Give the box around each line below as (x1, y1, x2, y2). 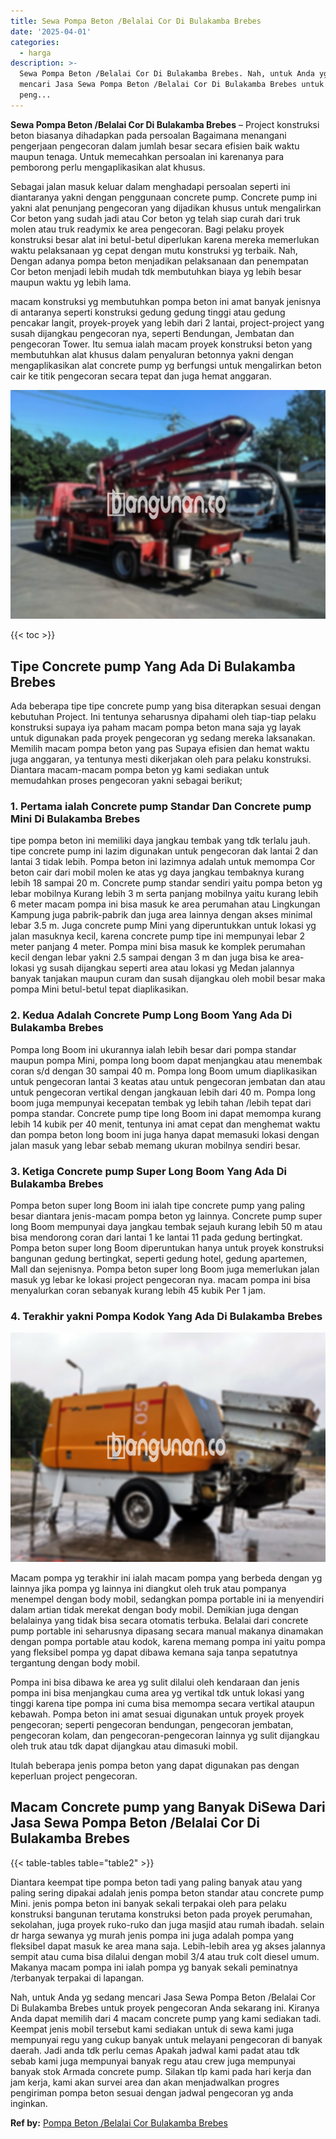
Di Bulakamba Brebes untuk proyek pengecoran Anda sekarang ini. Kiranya (10, 2001, 320, 2014)
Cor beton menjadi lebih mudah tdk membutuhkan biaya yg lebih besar (10, 265, 302, 277)
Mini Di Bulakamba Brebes (10, 812, 141, 826)
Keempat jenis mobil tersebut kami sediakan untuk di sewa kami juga (10, 2023, 294, 2035)
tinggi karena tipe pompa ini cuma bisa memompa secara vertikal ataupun (10, 1697, 315, 1709)
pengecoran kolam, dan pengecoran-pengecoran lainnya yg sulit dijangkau (10, 1729, 320, 1741)
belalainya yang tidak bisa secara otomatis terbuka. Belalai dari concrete (10, 1614, 309, 1626)
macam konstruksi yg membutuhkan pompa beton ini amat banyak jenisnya (10, 295, 322, 307)
